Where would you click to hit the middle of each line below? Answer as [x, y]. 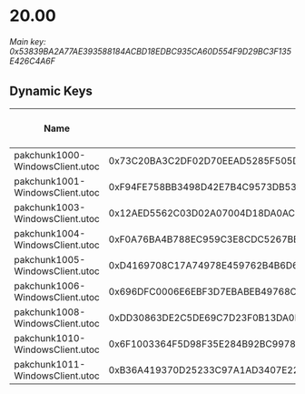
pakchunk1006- [50, 286]
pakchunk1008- [50, 312]
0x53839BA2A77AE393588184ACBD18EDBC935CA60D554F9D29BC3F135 [151, 51]
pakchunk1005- [50, 259]
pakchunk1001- [50, 181]
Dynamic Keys [51, 91]
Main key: [28, 41]
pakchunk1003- [50, 207]
